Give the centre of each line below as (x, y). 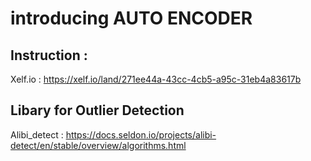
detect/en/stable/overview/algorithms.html (98, 145)
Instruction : (49, 55)
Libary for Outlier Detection (97, 110)
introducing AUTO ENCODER (131, 18)
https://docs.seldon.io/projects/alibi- (141, 134)
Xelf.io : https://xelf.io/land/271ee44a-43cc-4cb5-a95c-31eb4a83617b (156, 79)
